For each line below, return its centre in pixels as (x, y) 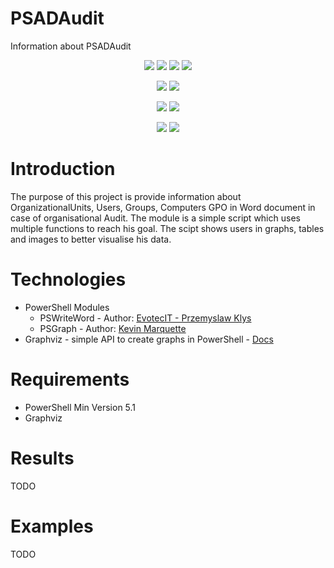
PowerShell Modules (67, 307)
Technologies (68, 279)
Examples (52, 526)
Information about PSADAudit (71, 46)
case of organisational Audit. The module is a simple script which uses (155, 218)
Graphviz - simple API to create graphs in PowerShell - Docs (149, 339)
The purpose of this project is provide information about (126, 196)
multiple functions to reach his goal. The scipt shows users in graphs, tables (167, 228)
